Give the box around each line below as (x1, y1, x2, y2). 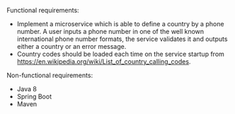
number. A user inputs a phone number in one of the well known (16, 28, 205, 35)
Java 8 (16, 85, 37, 93)
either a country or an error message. (16, 42, 127, 50)
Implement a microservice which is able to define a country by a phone (16, 20, 224, 28)
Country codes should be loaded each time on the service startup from (16, 50, 224, 58)
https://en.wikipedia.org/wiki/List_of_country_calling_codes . (16, 57, 191, 66)
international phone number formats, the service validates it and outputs (16, 35, 228, 43)
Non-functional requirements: (6, 71, 93, 79)
